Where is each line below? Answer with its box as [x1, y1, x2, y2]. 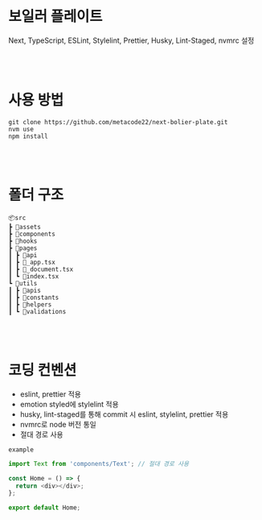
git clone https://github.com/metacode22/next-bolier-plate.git [8, 118, 228, 126]
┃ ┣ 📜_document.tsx [8, 265, 74, 273]
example [8, 445, 35, 454]
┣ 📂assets [8, 223, 42, 231]
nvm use [8, 125, 35, 133]
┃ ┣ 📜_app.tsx [8, 258, 56, 266]
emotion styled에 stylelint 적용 [19, 399, 119, 409]
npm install [8, 132, 48, 140]
